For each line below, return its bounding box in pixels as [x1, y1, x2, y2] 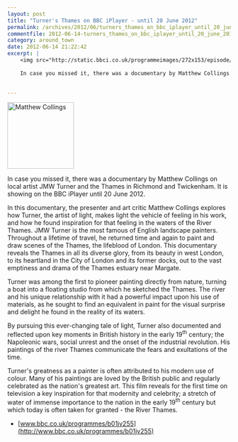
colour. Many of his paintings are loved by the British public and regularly [7, 374, 221, 383]
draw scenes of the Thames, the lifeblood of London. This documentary [7, 241, 217, 250]
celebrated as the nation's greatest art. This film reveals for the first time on [7, 382, 228, 390]
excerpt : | [7, 50, 40, 57]
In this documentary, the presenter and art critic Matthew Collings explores [7, 204, 226, 212]
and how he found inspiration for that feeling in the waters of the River [7, 219, 212, 227]
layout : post [7, 10, 46, 18]
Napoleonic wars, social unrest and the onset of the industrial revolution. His [7, 338, 230, 346]
